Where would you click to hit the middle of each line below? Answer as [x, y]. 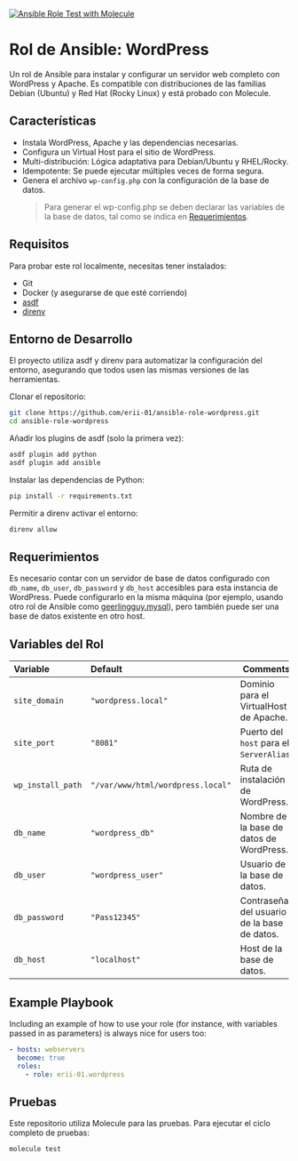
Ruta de [256, 769]
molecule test [35, 1149]
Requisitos [39, 244]
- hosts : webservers [47, 1050]
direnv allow [33, 529]
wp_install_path [48, 785]
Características [53, 121]
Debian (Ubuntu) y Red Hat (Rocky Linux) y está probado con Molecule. [140, 92]
